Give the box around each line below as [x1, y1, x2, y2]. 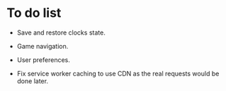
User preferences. [16, 55, 70, 64]
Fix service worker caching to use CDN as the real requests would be [16, 69, 220, 78]
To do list [6, 5, 62, 21]
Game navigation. [16, 42, 69, 50]
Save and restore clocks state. [16, 28, 106, 37]
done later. [16, 76, 49, 85]
